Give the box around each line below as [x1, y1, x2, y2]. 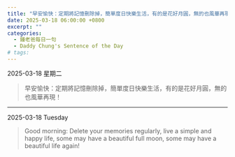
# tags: [7, 50, 30, 57]
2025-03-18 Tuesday [7, 113, 69, 121]
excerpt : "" [7, 23, 42, 30]
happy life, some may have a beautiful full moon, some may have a [24, 134, 217, 142]
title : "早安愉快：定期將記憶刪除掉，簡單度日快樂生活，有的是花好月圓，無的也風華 [7, 10, 220, 17]
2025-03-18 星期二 [7, 69, 62, 77]
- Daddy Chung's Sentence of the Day [13, 43, 124, 50]
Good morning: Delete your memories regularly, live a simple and [24, 126, 212, 135]
